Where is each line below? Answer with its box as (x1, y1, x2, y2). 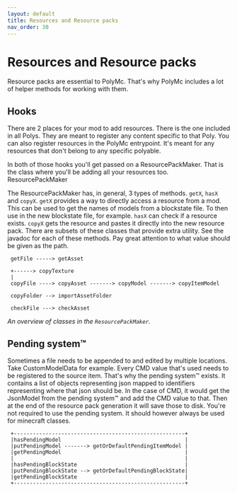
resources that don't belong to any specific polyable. (7, 146, 161, 156)
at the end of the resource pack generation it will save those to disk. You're (7, 401, 226, 410)
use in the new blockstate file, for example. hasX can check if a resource (7, 211, 218, 220)
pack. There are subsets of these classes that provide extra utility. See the (7, 227, 224, 235)
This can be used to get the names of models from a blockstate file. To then (7, 204, 229, 213)
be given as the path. (7, 242, 69, 250)
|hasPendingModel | (10, 436, 189, 443)
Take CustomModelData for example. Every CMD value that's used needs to (7, 363, 229, 372)
